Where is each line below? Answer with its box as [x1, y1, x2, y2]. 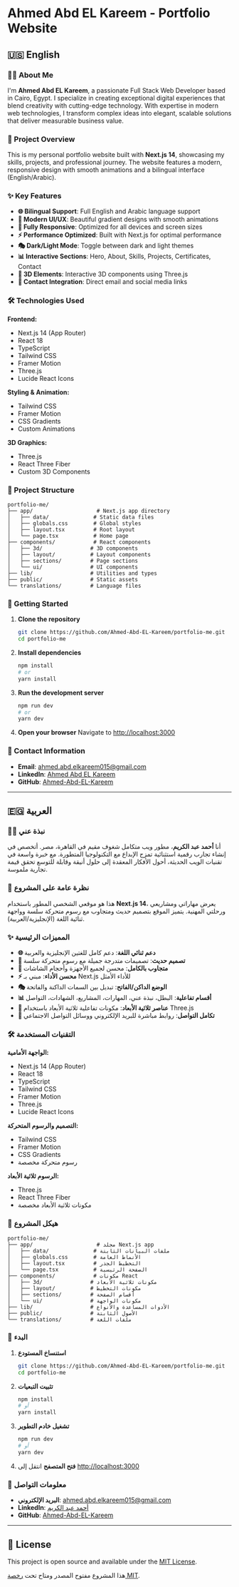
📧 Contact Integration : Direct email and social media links [17, 277, 188, 286]
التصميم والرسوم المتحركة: [7, 1121, 79, 1130]
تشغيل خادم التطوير [17, 1422, 70, 1431]
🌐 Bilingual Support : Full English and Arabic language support [17, 207, 201, 215]
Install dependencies [17, 648, 82, 657]
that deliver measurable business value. [7, 116, 124, 125]
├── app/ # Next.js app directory [7, 508, 171, 515]
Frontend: [7, 315, 38, 323]
